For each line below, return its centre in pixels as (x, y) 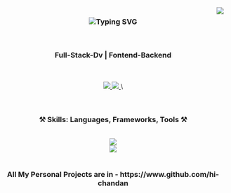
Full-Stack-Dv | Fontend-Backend (113, 55)
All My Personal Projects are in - (62, 174)
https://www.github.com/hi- (170, 174)
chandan (113, 183)
